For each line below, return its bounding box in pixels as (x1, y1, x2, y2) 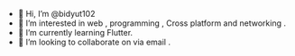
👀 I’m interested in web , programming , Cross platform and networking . (17, 18, 287, 28)
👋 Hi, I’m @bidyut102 (17, 9, 96, 19)
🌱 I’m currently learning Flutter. (17, 28, 134, 37)
